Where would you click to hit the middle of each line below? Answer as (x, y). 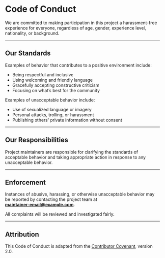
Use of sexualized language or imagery (52, 109)
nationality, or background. (32, 33)
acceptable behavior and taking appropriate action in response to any (75, 157)
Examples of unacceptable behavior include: (50, 100)
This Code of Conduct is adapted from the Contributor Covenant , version (79, 246)
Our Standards (28, 53)
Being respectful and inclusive (43, 74)
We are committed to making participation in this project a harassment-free (81, 23)
